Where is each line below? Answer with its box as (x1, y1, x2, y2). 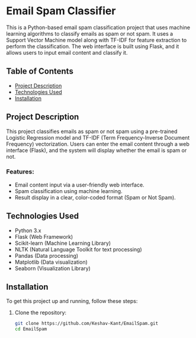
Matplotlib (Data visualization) (14, 258, 88, 266)
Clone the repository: (14, 309, 67, 316)
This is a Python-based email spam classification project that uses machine (6, 24, 191, 31)
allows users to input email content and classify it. (6, 49, 128, 56)
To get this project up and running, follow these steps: (6, 298, 138, 305)
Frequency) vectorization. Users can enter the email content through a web (6, 140, 189, 147)
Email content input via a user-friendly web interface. (14, 181, 144, 188)
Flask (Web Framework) (14, 233, 73, 240)
